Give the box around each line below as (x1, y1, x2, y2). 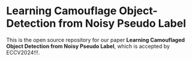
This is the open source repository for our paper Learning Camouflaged (6, 36, 185, 43)
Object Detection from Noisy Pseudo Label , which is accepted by (6, 43, 170, 50)
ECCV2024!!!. (6, 49, 40, 56)
